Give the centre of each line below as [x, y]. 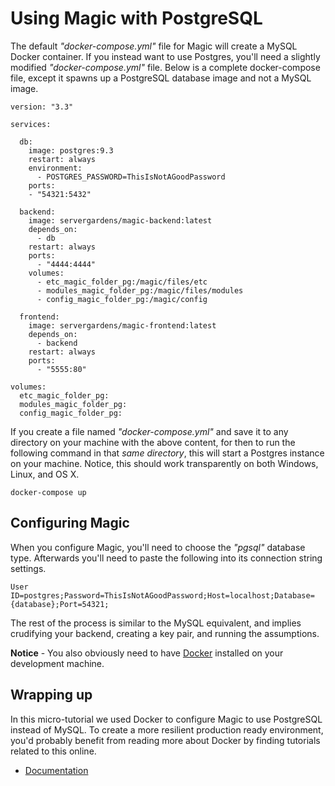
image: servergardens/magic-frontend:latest [122, 325]
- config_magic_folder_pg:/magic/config [122, 299]
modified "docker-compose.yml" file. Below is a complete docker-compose [165, 67]
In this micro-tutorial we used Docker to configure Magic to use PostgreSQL [166, 719]
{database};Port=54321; [60, 604]
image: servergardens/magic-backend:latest [120, 220]
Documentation [56, 770]
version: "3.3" [42, 107]
